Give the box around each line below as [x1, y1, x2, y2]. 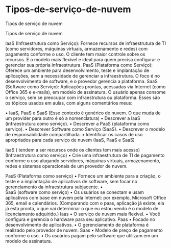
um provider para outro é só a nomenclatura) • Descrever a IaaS [5, 115, 140, 121]
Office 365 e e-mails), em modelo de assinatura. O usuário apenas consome [5, 89, 166, 95]
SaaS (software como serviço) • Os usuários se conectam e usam [5, 189, 144, 195]
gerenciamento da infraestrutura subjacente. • [5, 184, 103, 190]
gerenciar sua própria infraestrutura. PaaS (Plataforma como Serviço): [5, 62, 153, 68]
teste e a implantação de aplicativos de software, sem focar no [5, 178, 138, 184]
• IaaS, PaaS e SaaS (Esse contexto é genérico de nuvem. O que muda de [5, 110, 161, 116]
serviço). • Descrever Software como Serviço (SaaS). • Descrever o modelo [5, 126, 165, 132]
